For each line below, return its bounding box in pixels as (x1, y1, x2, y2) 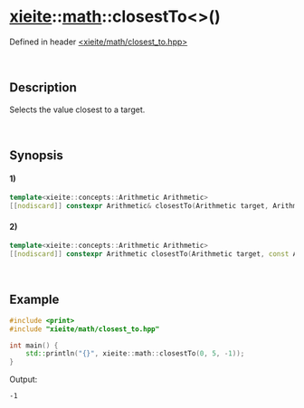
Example (9, 292, 60, 308)
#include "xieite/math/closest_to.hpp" (9, 324, 160, 334)
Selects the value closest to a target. (9, 104, 146, 115)
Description (9, 80, 77, 96)
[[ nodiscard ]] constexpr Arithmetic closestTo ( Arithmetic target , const (9, 250, 290, 259)
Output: (9, 374, 38, 385)
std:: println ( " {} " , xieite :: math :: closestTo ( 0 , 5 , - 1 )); (25, 349, 245, 358)
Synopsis (9, 147, 63, 164)
